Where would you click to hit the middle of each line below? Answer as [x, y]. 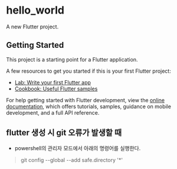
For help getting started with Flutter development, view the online [86, 100]
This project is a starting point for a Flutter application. [72, 59]
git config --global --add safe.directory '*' [71, 160]
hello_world [35, 10]
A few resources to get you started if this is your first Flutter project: [88, 71]
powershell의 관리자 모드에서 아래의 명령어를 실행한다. [78, 148]
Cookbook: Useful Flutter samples [56, 89]
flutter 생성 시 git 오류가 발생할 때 [64, 133]
